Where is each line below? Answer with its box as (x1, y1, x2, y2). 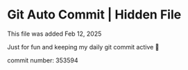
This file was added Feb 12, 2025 (7, 30, 102, 38)
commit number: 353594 (7, 56, 78, 65)
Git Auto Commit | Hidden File (7, 7, 182, 23)
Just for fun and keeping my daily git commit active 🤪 (7, 43, 160, 51)
